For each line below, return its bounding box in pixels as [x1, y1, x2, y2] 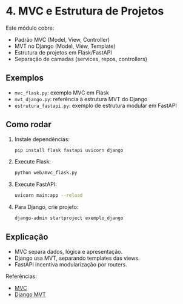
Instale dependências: [14, 135, 70, 143]
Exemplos [5, 73, 44, 83]
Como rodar [5, 119, 52, 130]
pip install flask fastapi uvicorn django [14, 147, 124, 153]
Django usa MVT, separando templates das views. [14, 254, 140, 262]
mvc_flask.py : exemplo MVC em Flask [14, 89, 110, 96]
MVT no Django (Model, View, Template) [14, 42, 116, 50]
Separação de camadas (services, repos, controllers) [14, 55, 148, 62]
